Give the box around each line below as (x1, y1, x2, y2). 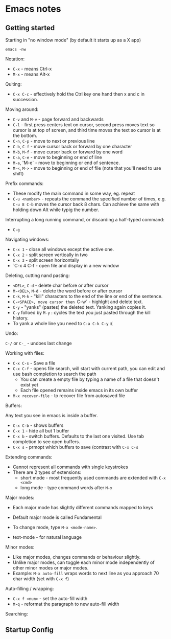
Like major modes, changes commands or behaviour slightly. (12, 554, 141, 560)
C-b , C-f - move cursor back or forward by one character (12, 144, 132, 149)
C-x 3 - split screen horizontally (12, 257, 80, 263)
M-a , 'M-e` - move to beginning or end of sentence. (12, 159, 120, 166)
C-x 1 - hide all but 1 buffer (12, 428, 69, 433)
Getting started (5, 24, 55, 32)
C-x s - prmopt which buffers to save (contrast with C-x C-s (12, 444, 139, 450)
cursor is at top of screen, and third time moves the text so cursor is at (12, 127, 161, 133)
